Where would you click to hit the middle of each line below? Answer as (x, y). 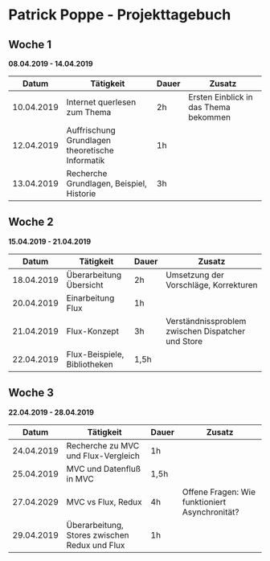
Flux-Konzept (92, 331)
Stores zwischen (98, 534)
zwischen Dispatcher (206, 331)
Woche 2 (31, 222)
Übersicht (85, 285)
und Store (184, 341)
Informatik (86, 160)
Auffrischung (91, 130)
